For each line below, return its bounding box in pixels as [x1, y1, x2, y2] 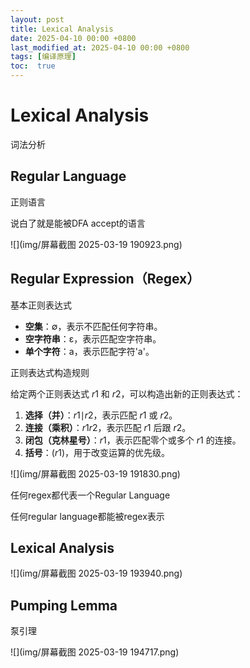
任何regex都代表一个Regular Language [10, 489, 171, 501]
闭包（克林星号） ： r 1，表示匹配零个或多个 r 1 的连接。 [24, 434, 242, 446]
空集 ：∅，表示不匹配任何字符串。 [24, 320, 163, 332]
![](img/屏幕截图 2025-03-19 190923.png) [10, 238, 183, 250]
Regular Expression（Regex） [10, 271, 201, 288]
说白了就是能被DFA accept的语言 [10, 217, 146, 229]
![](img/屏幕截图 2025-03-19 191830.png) [10, 467, 181, 480]
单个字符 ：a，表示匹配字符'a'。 [24, 345, 155, 357]
